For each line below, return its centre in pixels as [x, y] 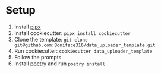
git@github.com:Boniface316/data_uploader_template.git [85, 45]
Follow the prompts [38, 57]
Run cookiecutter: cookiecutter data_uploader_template [83, 50]
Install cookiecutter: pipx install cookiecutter [72, 33]
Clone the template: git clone [51, 39]
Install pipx [27, 27]
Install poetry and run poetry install [60, 64]
